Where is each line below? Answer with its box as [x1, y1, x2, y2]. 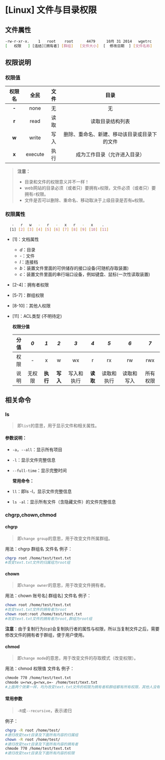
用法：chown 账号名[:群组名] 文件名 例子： [5, 593, 92, 599]
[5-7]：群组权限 [12, 292, 44, 298]
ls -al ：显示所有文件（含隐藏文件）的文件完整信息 [12, 499, 116, 505]
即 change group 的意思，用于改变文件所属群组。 [17, 535, 113, 541]
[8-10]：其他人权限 [12, 303, 51, 309]
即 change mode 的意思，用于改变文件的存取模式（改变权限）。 [17, 655, 138, 661]
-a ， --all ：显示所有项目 [12, 447, 62, 453]
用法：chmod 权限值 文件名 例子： [5, 666, 75, 671]
